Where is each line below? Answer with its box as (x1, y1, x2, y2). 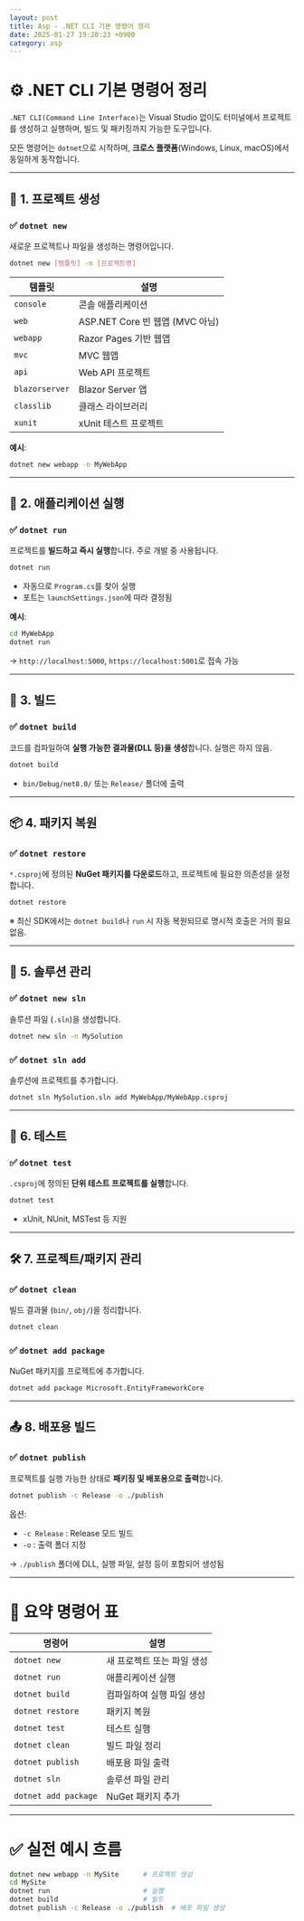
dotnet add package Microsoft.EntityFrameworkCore (9, 1384, 204, 1393)
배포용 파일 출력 (106, 1756, 170, 1769)
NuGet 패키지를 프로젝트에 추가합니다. (9, 1365, 145, 1376)
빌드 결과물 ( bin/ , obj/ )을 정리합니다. (9, 1305, 142, 1316)
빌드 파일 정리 (106, 1739, 162, 1752)
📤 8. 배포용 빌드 (9, 1420, 97, 1435)
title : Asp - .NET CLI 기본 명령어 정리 (9, 22, 151, 31)
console (14, 299, 47, 309)
